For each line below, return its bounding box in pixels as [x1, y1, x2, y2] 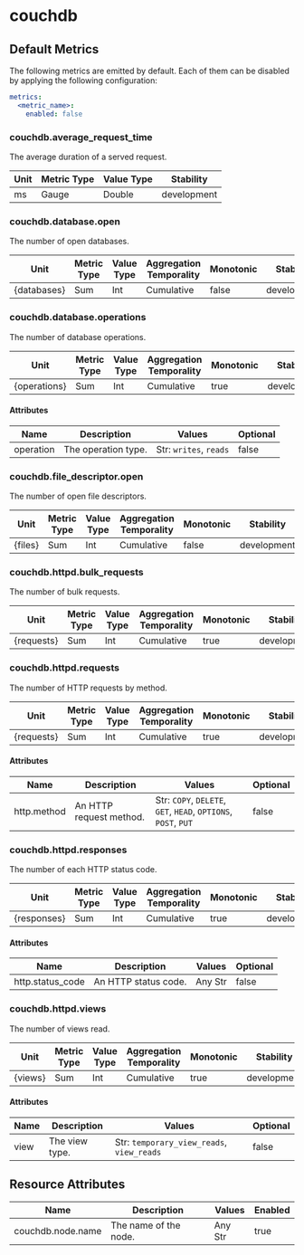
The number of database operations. [9, 331, 147, 342]
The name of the [109, 1219, 181, 1231]
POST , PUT [155, 816, 193, 829]
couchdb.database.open [9, 214, 120, 227]
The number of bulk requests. [9, 586, 120, 597]
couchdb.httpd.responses [9, 843, 128, 856]
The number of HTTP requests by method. [9, 682, 167, 693]
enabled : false [25, 109, 83, 119]
